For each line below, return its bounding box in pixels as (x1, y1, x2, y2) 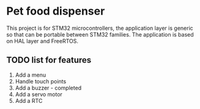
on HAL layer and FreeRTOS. (6, 37, 78, 44)
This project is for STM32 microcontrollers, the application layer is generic (6, 24, 194, 32)
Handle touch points (15, 77, 67, 85)
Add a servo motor (15, 90, 63, 98)
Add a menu (15, 71, 46, 79)
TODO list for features (6, 55, 92, 65)
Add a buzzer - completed (15, 84, 82, 91)
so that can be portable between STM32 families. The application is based (6, 30, 194, 38)
